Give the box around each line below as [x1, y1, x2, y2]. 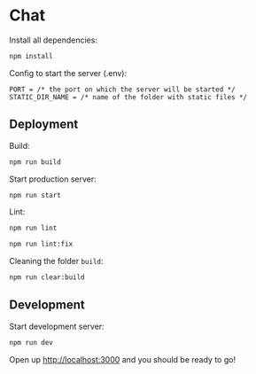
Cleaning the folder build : [9, 256, 104, 267]
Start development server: [9, 321, 105, 331]
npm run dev [9, 338, 53, 347]
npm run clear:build [9, 273, 86, 282]
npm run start [9, 191, 62, 199]
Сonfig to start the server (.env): [9, 67, 128, 78]
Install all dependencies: [9, 35, 97, 45]
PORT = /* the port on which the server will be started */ [9, 85, 237, 94]
